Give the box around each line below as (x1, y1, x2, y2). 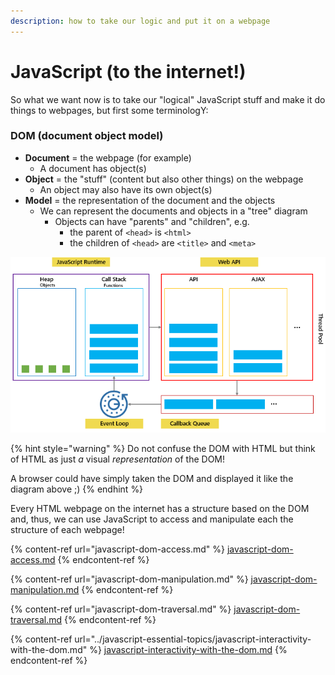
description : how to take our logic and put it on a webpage (10, 16, 271, 26)
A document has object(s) (39, 162, 147, 174)
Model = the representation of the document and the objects (24, 194, 276, 206)
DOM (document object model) (10, 129, 164, 143)
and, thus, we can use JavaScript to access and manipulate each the (10, 513, 294, 525)
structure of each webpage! (10, 523, 125, 535)
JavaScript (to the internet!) (10, 60, 247, 83)
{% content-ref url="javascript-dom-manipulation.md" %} (10, 573, 249, 585)
